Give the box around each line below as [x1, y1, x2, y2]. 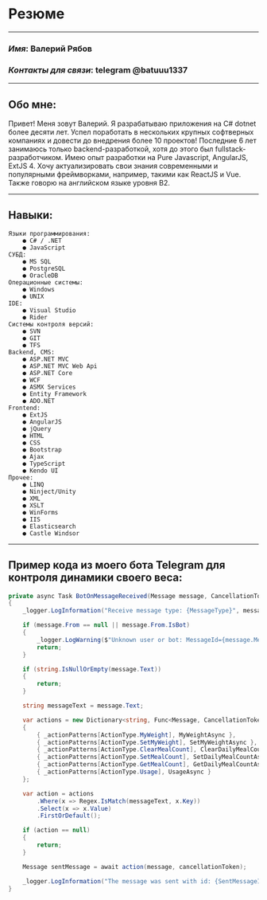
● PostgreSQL [22, 264, 66, 272]
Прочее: [8, 473, 34, 482]
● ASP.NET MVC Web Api [22, 362, 98, 370]
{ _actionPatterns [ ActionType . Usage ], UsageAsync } [37, 768, 212, 777]
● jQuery [22, 425, 52, 432]
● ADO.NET [22, 397, 56, 405]
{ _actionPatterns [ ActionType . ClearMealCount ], [37, 745, 197, 753]
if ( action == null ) [22, 826, 91, 835]
